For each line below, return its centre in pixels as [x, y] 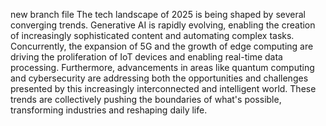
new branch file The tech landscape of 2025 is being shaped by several [158, 14]
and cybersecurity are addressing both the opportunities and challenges [159, 78]
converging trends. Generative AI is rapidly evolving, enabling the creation [163, 25]
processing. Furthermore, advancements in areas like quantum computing [162, 67]
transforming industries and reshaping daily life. [109, 110]
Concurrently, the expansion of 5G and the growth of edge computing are [162, 46]
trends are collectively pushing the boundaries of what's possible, [146, 99]
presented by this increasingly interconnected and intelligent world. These [163, 88]
